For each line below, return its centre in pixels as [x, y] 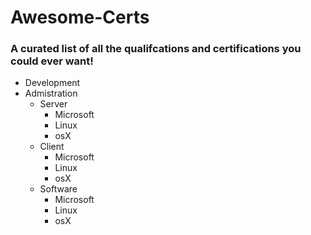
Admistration [51, 93]
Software [58, 189]
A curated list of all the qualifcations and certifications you [156, 49]
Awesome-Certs [80, 17]
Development [52, 83]
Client [52, 147]
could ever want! [52, 61]
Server [53, 104]
